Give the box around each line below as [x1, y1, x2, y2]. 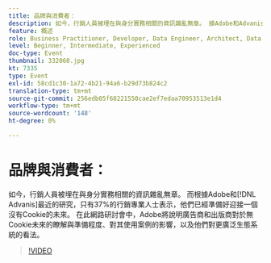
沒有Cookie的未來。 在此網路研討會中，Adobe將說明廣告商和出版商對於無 [8, 209, 254, 219]
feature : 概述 [8, 27, 54, 35]
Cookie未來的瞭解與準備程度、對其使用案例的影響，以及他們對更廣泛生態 [8, 219, 252, 229]
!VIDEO [27, 245, 52, 255]
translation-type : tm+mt [8, 86, 92, 95]
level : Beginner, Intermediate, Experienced [8, 42, 161, 50]
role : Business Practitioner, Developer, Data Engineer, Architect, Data [8, 34, 262, 43]
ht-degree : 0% [8, 117, 56, 125]
